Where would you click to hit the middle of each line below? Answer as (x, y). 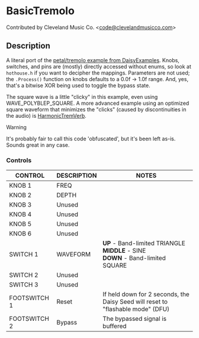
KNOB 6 (20, 234)
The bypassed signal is (135, 319)
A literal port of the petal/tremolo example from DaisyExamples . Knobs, (93, 60)
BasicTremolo (41, 11)
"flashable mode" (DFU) (136, 309)
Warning (16, 127)
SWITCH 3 (24, 285)
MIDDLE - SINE (124, 251)
